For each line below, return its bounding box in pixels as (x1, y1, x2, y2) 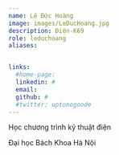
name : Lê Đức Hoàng (8, 11, 74, 20)
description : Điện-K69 (8, 27, 84, 35)
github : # (15, 93, 48, 101)
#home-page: (15, 71, 56, 79)
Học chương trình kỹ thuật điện (8, 122, 112, 133)
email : (15, 85, 38, 93)
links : (8, 63, 31, 71)
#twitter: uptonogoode (15, 100, 92, 108)
